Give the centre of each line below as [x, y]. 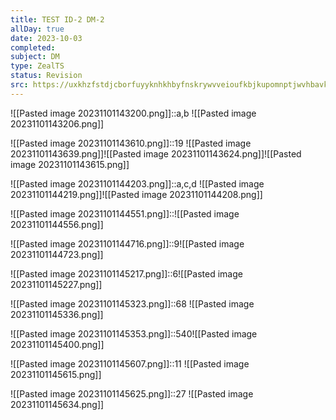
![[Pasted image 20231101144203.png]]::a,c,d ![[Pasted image [137, 183]
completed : [33, 47]
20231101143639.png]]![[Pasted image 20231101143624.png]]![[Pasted [156, 153]
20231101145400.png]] [57, 344]
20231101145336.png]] [57, 314]
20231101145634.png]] [57, 404]
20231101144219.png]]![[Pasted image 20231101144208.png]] [136, 194]
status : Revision [46, 76]
